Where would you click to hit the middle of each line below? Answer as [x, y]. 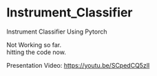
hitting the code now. [36, 52]
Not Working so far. [34, 45]
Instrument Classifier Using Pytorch [57, 31]
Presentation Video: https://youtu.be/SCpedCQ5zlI [78, 65]
